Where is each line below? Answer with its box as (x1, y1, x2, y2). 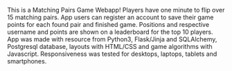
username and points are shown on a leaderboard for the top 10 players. (7, 28, 213, 36)
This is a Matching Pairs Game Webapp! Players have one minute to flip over (7, 6, 225, 14)
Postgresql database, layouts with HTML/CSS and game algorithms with (7, 43, 213, 50)
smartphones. (7, 57, 47, 65)
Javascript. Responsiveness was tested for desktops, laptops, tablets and (7, 50, 217, 58)
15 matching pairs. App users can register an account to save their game (7, 13, 214, 21)
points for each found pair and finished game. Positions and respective (7, 21, 210, 28)
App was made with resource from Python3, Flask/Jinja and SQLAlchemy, (7, 35, 217, 43)
